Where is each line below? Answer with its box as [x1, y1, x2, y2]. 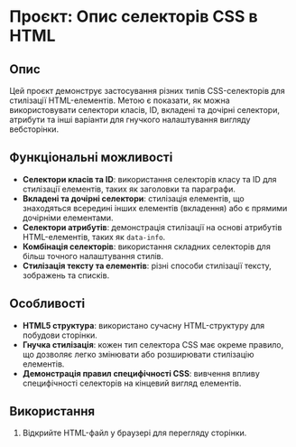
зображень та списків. [22, 269, 110, 281]
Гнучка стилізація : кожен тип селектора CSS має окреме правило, [22, 339, 284, 349]
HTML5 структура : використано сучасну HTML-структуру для [22, 320, 264, 331]
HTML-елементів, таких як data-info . [22, 231, 166, 242]
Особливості [9, 296, 86, 312]
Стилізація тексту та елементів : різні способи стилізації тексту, [22, 260, 273, 271]
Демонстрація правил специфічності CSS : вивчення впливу [22, 368, 260, 378]
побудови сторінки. [22, 330, 97, 340]
